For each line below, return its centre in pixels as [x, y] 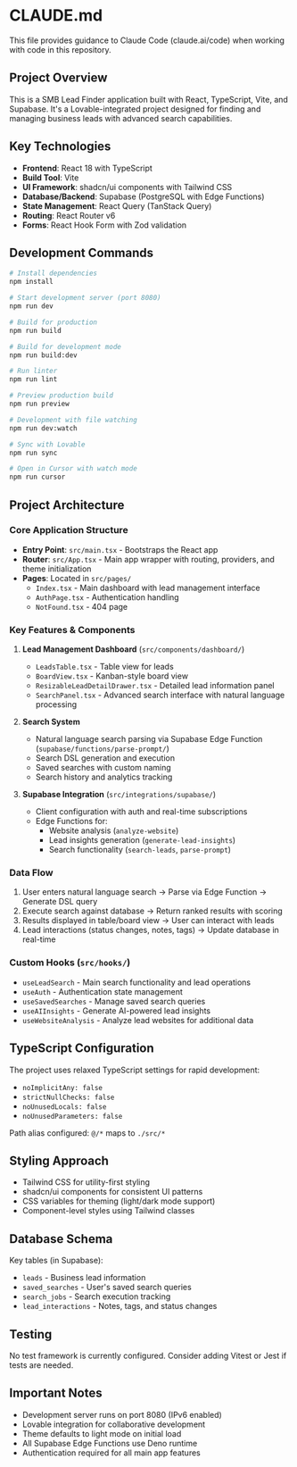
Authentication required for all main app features [111, 1453]
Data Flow [31, 873]
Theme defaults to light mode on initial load [102, 1433]
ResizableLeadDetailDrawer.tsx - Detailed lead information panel [155, 686]
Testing [31, 1334]
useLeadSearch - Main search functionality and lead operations [136, 982]
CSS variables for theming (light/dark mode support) [119, 1201]
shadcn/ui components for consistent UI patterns [112, 1192]
